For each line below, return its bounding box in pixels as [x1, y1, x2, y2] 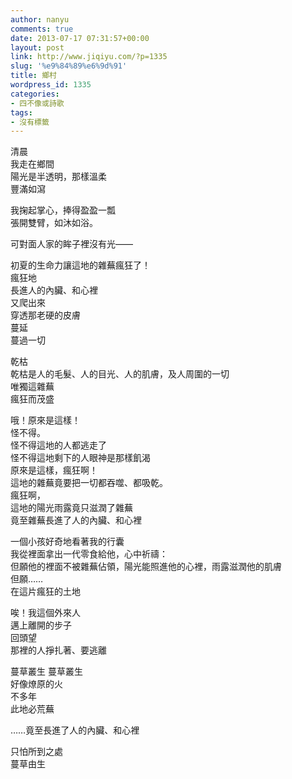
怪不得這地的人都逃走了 [10, 439, 107, 451]
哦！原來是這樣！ [10, 414, 81, 426]
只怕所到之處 [10, 746, 63, 758]
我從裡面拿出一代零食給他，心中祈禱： [10, 548, 168, 560]
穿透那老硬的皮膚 [10, 309, 81, 321]
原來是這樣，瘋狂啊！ [10, 464, 98, 476]
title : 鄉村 [10, 71, 57, 81]
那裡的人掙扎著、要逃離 [10, 644, 107, 656]
